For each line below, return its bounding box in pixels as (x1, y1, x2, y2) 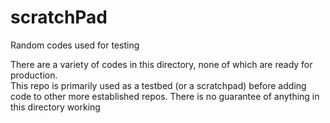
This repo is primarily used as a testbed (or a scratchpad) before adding (10, 79, 307, 91)
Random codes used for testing (10, 39, 140, 51)
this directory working (10, 101, 101, 113)
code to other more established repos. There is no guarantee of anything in (10, 90, 320, 102)
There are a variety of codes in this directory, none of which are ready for (10, 58, 313, 70)
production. (10, 69, 58, 81)
